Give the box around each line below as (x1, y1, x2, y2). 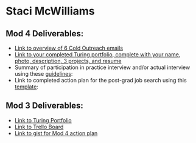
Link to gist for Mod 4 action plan (14, 129, 98, 137)
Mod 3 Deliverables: (5, 101, 83, 111)
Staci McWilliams (5, 4, 95, 18)
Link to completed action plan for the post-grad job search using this (14, 77, 187, 84)
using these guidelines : (14, 70, 73, 77)
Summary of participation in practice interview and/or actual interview (14, 64, 191, 71)
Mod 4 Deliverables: (5, 28, 84, 39)
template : (14, 83, 39, 90)
